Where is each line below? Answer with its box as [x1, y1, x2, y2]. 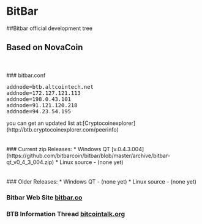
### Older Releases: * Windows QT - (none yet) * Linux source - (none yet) [6, 177, 197, 185]
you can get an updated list [6, 119, 75, 127]
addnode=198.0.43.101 [6, 95, 72, 102]
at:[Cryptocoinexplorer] [76, 119, 136, 127]
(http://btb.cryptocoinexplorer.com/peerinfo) [6, 125, 119, 133]
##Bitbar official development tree [6, 24, 93, 32]
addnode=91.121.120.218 [6, 102, 78, 108]
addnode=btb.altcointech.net [6, 83, 94, 90]
